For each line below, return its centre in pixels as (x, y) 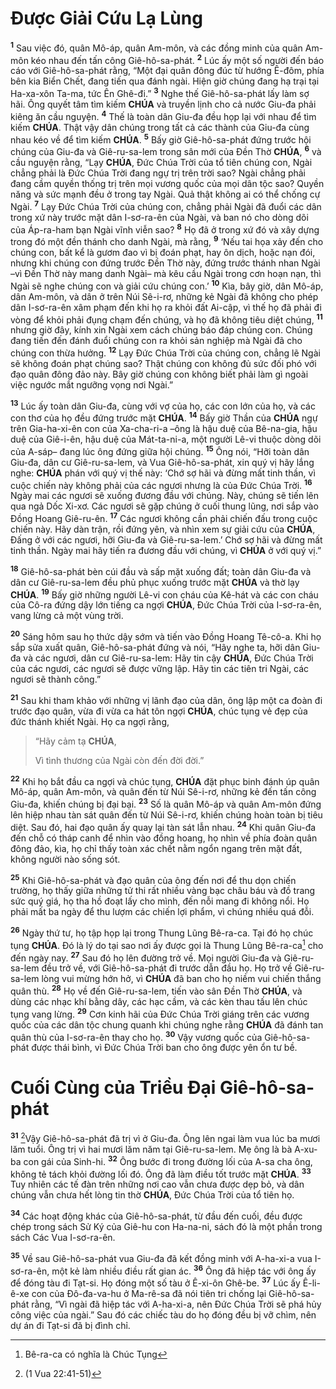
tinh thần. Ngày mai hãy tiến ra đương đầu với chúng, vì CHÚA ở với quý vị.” (166, 551)
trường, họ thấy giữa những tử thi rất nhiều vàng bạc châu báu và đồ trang (163, 891)
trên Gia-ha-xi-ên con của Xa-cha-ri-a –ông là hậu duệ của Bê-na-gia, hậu (164, 429)
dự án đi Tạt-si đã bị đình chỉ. (70, 1325)
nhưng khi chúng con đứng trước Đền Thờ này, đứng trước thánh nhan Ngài (165, 263)
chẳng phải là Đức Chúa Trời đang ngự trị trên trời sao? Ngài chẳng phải (158, 173)
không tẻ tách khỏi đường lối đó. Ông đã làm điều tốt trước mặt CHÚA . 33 (161, 1173)
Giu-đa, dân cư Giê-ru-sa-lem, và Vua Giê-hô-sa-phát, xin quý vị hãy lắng (162, 462)
